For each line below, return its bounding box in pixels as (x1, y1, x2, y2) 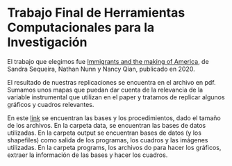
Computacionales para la (7, 19, 155, 35)
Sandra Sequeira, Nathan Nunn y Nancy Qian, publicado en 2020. (7, 65, 196, 73)
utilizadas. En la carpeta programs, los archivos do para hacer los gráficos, (7, 143, 222, 151)
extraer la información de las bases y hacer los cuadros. (7, 151, 168, 159)
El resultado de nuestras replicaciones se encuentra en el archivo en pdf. (7, 78, 217, 86)
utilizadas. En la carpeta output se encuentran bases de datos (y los (7, 128, 201, 137)
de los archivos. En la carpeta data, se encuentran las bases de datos (7, 121, 206, 129)
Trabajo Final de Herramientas (7, 5, 185, 21)
